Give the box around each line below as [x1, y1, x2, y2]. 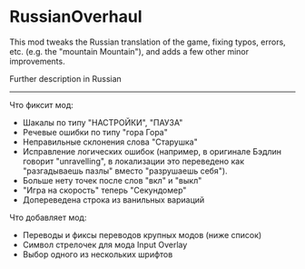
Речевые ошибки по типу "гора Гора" [22, 126, 168, 137]
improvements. [9, 55, 65, 66]
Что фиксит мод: [9, 99, 74, 110]
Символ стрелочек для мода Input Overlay [22, 239, 188, 250]
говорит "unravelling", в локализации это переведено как [22, 155, 245, 166]
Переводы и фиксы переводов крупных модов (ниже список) [22, 229, 262, 240]
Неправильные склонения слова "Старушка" [22, 136, 198, 147]
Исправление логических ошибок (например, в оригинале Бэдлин [22, 145, 281, 156]
